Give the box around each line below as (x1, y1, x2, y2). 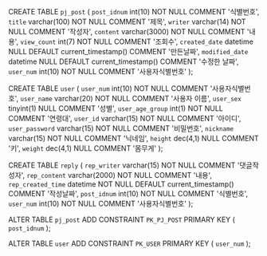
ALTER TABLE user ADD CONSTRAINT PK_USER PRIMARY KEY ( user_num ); (8, 238, 251, 248)
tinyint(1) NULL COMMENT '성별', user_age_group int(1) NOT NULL (8, 104, 223, 113)
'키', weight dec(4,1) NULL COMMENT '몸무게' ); (8, 144, 163, 153)
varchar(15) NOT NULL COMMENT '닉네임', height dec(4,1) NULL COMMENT (8, 134, 259, 143)
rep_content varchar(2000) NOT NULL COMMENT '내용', (26, 171, 213, 179)
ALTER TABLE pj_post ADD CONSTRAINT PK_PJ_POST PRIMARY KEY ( (8, 215, 235, 224)
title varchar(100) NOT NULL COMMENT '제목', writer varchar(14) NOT (8, 17, 246, 26)
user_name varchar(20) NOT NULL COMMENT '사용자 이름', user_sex (19, 94, 241, 103)
